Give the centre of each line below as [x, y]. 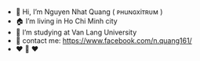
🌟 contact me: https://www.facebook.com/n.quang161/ [104, 41]
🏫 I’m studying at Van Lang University [76, 32]
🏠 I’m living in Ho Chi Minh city [66, 21]
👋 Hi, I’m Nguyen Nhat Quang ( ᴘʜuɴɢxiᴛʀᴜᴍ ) [89, 12]
